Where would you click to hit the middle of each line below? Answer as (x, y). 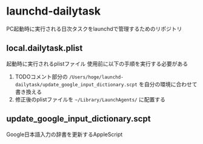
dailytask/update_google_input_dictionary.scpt (76, 84)
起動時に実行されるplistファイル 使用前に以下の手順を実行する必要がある (97, 63)
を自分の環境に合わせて (168, 84)
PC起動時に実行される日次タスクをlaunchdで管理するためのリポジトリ (94, 29)
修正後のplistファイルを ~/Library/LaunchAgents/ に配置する (90, 99)
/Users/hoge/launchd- (96, 77)
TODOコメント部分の (41, 77)
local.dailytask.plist (45, 48)
